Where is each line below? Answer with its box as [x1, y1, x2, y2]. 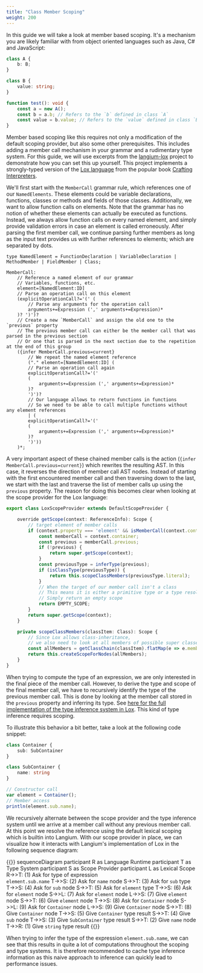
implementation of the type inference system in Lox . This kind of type [6, 705, 179, 712]
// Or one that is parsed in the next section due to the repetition [17, 339, 196, 345]
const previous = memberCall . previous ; [38, 539, 139, 545]
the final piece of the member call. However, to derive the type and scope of [6, 680, 196, 687]
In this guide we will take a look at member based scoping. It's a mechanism [6, 31, 196, 38]
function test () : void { [6, 100, 69, 106]
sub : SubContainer [17, 748, 63, 754]
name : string [17, 770, 50, 776]
